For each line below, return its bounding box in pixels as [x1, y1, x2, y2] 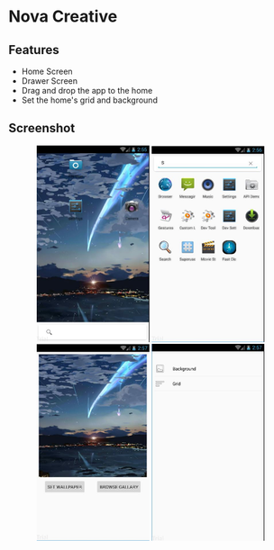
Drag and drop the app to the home [21, 86, 153, 95]
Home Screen [21, 66, 73, 77]
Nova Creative [8, 6, 118, 27]
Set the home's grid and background [21, 95, 159, 105]
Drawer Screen [21, 76, 78, 86]
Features [8, 42, 59, 58]
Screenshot [8, 121, 76, 136]
